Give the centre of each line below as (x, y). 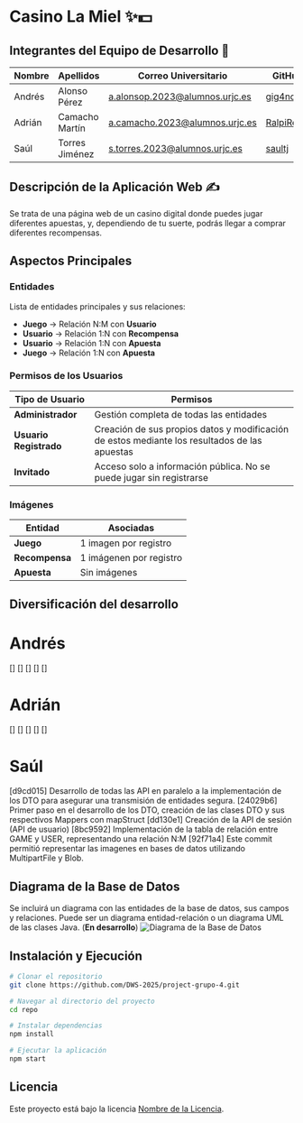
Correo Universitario (183, 76)
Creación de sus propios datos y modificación (192, 428)
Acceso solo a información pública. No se (182, 466)
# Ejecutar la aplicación (58, 1051)
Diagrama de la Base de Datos (95, 886)
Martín (72, 128)
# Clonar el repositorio (56, 976)
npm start (28, 1059)
